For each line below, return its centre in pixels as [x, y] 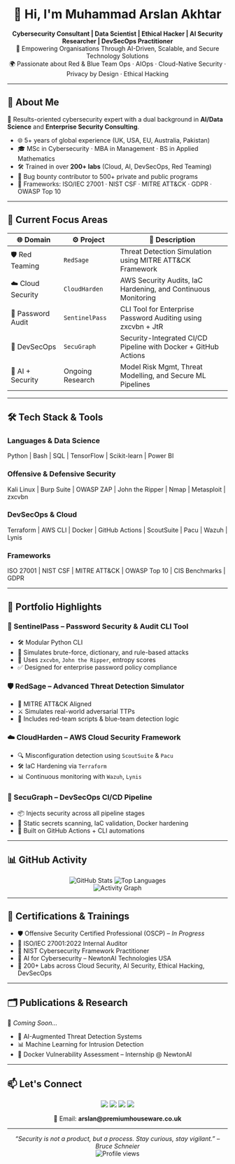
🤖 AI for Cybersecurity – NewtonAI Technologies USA [94, 958]
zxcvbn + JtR [142, 326]
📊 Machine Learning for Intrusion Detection [80, 1044]
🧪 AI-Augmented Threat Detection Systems [79, 1037]
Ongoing [78, 371]
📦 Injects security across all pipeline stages [81, 813]
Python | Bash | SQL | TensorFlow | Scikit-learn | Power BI [91, 456]
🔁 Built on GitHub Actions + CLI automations [81, 831]
